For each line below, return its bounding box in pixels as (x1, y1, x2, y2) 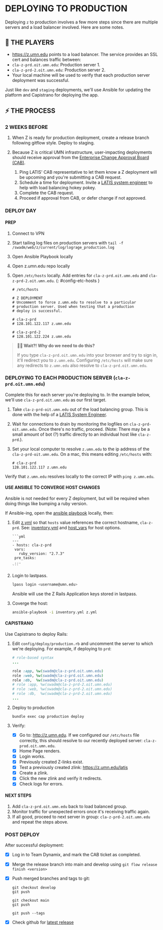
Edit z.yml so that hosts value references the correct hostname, (12, 520, 139, 526)
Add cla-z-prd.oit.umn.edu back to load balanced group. (12, 803, 127, 809)
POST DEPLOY (5, 831, 40, 838)
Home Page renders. (19, 748, 61, 754)
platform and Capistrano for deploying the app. (5, 92, 99, 98)
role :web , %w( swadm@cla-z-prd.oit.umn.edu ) (12, 673, 104, 678)
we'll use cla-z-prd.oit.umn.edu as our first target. (5, 397, 107, 403)
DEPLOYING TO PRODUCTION (5, 3, 128, 14)
